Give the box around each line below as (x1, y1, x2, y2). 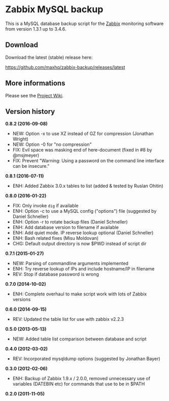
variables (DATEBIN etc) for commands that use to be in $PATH (12, 381, 145, 387)
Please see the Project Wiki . (5, 92, 64, 98)
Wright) (12, 136, 29, 142)
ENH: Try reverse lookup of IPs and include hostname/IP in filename (12, 266, 155, 272)
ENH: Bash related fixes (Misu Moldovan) (12, 235, 99, 241)
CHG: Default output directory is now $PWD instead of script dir (12, 241, 147, 247)
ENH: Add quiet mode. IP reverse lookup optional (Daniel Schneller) (12, 230, 154, 236)
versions (12, 296, 31, 303)
